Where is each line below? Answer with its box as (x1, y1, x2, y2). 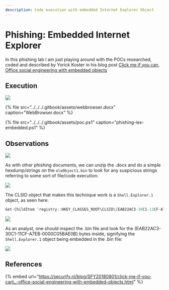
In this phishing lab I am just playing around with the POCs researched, (5, 56, 152, 62)
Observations (5, 139, 49, 148)
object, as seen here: (5, 197, 49, 204)
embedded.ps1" (5, 125, 38, 131)
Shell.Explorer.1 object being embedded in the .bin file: (5, 236, 123, 242)
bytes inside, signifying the (79, 231, 135, 237)
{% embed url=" (5, 273, 39, 279)
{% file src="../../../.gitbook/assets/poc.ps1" (5, 119, 95, 126)
